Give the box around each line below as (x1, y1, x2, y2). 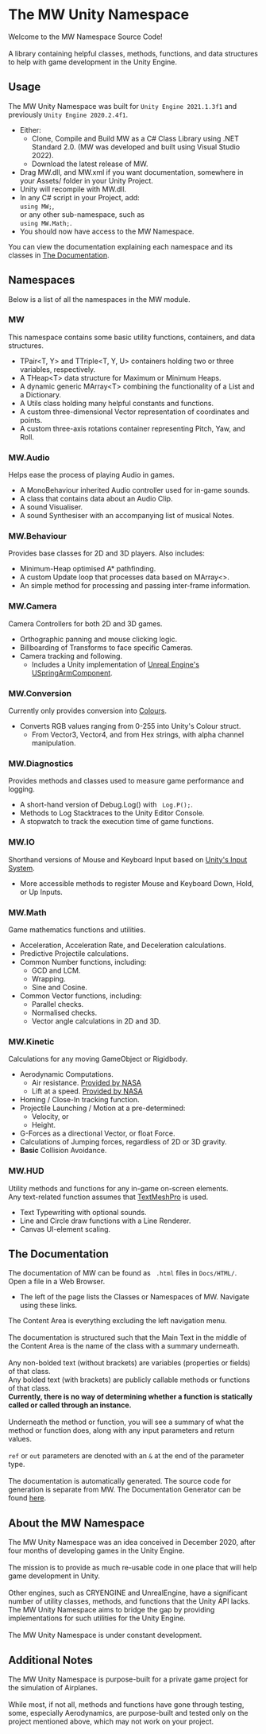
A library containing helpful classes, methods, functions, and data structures (8, 48, 258, 58)
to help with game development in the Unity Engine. (8, 57, 177, 67)
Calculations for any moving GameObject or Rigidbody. (8, 1055, 188, 1064)
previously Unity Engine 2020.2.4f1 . (8, 110, 129, 119)
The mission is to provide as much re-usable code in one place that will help (8, 1563, 257, 1573)
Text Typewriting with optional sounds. (19, 1207, 147, 1217)
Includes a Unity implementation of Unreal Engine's (31, 660, 200, 669)
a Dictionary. (19, 389, 62, 399)
